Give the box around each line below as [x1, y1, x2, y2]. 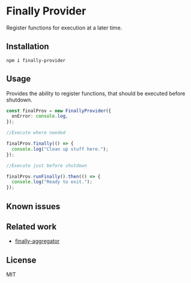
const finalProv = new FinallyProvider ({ [6, 108, 112, 114]
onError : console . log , [11, 113, 68, 120]
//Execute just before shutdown [6, 162, 87, 169]
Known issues [6, 201, 61, 211]
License [6, 255, 37, 265]
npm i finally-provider [6, 57, 66, 64]
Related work [6, 221, 57, 232]
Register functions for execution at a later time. [6, 24, 123, 31]
